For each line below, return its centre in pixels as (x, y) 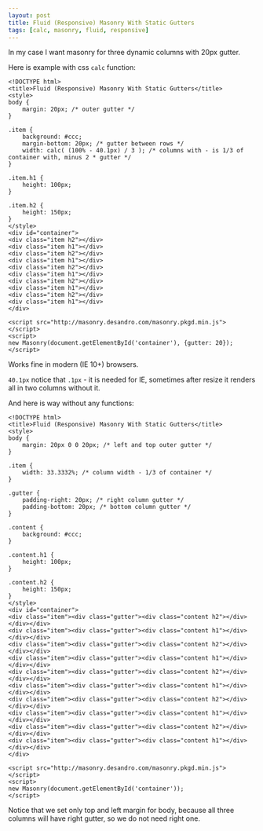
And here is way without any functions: (71, 403)
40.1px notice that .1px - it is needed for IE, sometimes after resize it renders (132, 380)
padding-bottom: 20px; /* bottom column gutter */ (107, 507)
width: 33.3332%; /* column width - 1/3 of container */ (117, 473)
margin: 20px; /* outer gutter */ (79, 110)
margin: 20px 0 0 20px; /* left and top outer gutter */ (117, 445)
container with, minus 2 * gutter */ (70, 158)
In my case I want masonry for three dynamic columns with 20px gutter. (124, 53)
